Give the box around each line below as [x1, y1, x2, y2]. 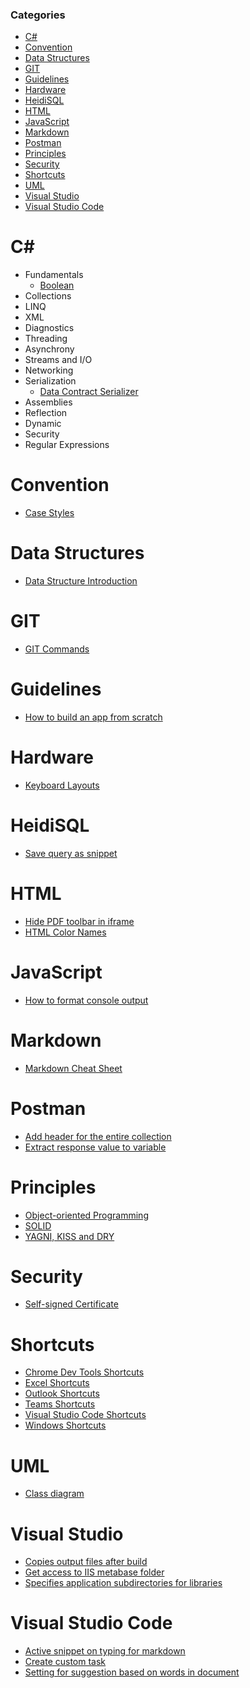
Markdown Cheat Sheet [24, 1062, 123, 1074]
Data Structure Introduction [24, 575, 138, 587]
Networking [24, 364, 74, 377]
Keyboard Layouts [24, 779, 100, 791]
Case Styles [24, 507, 75, 519]
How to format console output [24, 994, 149, 1006]
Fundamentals [24, 269, 84, 281]
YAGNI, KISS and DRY [24, 1230, 115, 1242]
